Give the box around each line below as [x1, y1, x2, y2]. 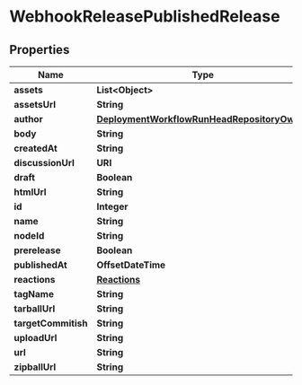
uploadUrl [13, 332, 58, 344]
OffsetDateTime [96, 258, 166, 271]
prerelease [13, 244, 61, 257]
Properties [9, 42, 70, 57]
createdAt [13, 142, 58, 154]
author [13, 113, 43, 125]
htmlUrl [13, 186, 47, 198]
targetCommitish [13, 317, 88, 329]
